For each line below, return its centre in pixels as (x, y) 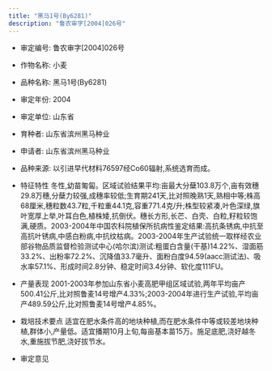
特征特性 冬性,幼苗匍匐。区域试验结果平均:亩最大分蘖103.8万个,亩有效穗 (140, 185)
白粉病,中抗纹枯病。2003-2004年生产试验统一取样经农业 (166, 236)
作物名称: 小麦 (43, 65)
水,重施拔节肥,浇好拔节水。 (65, 341)
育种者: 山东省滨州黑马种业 (65, 134)
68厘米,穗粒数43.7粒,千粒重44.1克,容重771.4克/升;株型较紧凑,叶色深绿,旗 (140, 205)
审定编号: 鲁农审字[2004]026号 (72, 47)
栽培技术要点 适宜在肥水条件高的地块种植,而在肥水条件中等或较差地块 (136, 321)
